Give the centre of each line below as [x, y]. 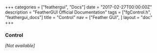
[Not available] [20, 46]
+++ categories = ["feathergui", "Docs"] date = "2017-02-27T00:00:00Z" [78, 7]
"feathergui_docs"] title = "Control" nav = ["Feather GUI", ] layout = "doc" [79, 17]
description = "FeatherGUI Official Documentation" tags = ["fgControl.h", [78, 12]
